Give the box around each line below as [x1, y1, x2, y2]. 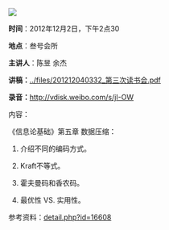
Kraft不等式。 [19, 161, 65, 170]
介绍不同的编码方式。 [19, 144, 91, 153]
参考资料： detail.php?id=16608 [8, 212, 112, 222]
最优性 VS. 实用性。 [19, 195, 86, 205]
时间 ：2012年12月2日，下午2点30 [8, 24, 120, 33]
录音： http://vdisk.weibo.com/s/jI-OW [8, 93, 134, 102]
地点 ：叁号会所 [8, 41, 58, 50]
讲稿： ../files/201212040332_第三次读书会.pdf [8, 75, 161, 85]
